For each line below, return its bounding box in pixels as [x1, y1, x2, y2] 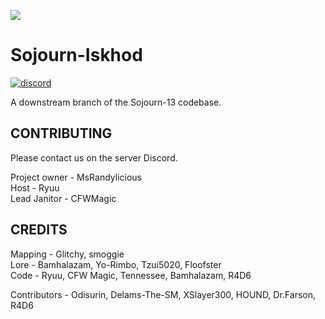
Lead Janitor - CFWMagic [10, 192, 117, 204]
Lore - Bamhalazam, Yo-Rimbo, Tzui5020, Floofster [10, 258, 222, 270]
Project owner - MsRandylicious [10, 171, 142, 183]
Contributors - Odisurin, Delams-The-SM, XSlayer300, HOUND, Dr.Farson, [10, 288, 317, 300]
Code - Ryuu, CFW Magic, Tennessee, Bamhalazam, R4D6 [10, 269, 252, 281]
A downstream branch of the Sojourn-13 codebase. [10, 96, 222, 108]
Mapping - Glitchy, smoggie [10, 248, 125, 260]
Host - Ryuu [10, 181, 60, 194]
